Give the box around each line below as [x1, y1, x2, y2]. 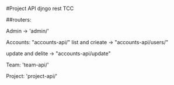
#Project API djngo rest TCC [6, 5, 74, 12]
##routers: [6, 16, 32, 23]
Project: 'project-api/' [6, 73, 58, 79]
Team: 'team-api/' [6, 61, 49, 68]
